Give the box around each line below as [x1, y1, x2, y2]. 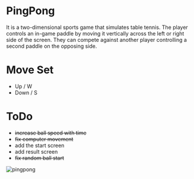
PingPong [6, 4, 55, 18]
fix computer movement [14, 135, 74, 142]
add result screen [14, 148, 58, 155]
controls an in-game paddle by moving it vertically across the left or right [6, 30, 185, 37]
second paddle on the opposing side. [6, 43, 97, 50]
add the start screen [14, 142, 65, 149]
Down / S [14, 89, 37, 96]
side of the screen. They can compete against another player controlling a [6, 36, 187, 43]
